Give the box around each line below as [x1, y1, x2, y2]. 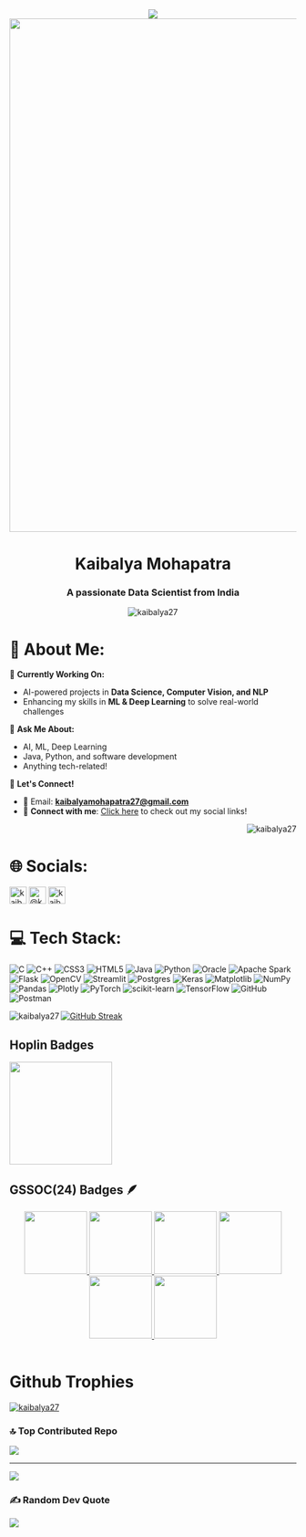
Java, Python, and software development [22, 751, 178, 762]
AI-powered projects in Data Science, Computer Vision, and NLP [22, 686, 269, 697]
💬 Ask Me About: [9, 724, 75, 735]
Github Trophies [9, 1372, 135, 1393]
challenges [22, 706, 65, 717]
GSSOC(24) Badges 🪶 [9, 1182, 138, 1197]
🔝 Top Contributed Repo [9, 1424, 118, 1437]
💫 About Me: [9, 639, 106, 660]
